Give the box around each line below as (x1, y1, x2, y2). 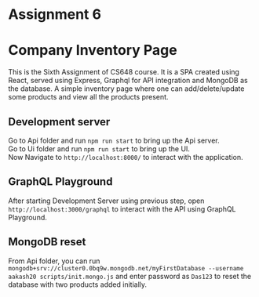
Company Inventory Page (8, 42, 178, 60)
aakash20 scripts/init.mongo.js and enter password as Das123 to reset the (8, 271, 252, 281)
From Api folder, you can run (8, 256, 100, 266)
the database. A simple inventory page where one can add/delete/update (8, 84, 245, 93)
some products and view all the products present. (8, 92, 169, 102)
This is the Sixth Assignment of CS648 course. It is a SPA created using (8, 67, 239, 77)
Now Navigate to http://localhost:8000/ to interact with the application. (8, 152, 243, 161)
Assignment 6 (8, 5, 102, 24)
